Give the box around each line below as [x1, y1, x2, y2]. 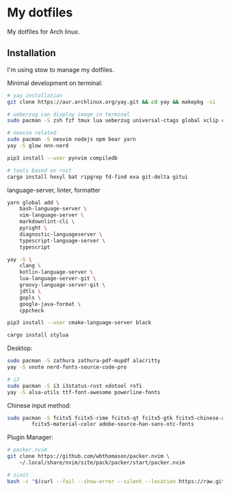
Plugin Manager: [7, 433, 53, 441]
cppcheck [19, 307, 44, 314]
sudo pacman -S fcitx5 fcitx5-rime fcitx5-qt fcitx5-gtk [7, 415, 173, 421]
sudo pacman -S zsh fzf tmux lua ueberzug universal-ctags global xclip [7, 117, 219, 124]
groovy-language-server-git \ [19, 282, 106, 288]
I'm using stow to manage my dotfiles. [7, 65, 114, 73]
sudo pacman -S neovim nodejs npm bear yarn [7, 136, 136, 143]
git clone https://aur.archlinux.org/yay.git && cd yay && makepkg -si [7, 98, 216, 106]
